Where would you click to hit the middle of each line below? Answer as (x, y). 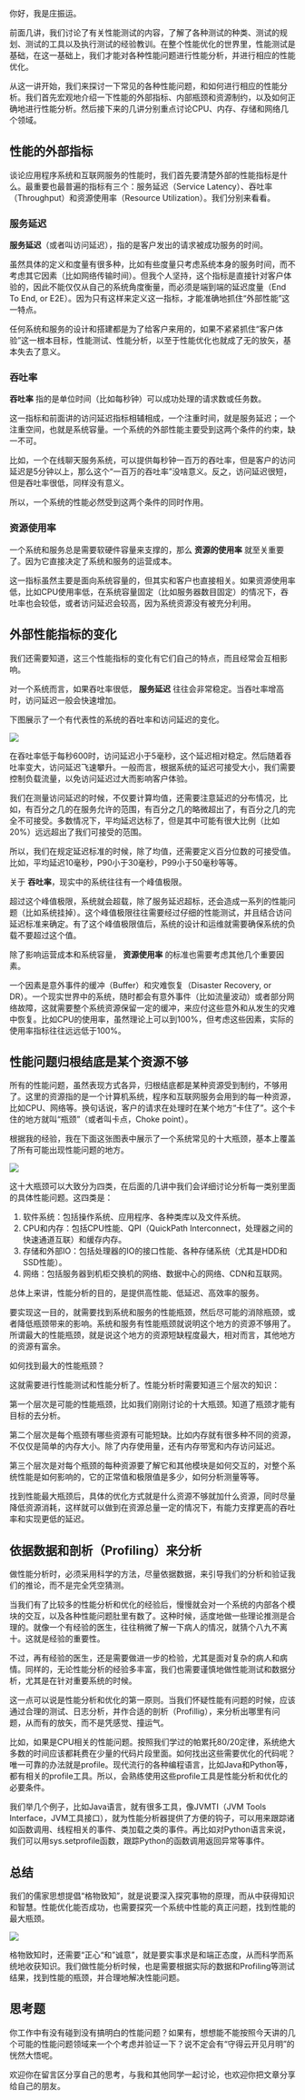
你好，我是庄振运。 (45, 13)
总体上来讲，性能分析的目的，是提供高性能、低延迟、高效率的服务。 (137, 1293)
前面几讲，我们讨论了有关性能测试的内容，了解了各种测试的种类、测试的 (144, 33)
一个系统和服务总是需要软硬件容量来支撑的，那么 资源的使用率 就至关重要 (147, 550)
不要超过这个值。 (49, 935)
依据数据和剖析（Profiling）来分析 (106, 1550)
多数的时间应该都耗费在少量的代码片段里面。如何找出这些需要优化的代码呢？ (152, 1753)
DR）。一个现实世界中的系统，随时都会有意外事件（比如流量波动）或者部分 (148, 996)
